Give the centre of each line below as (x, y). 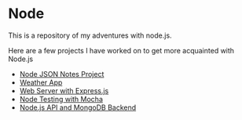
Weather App (41, 82)
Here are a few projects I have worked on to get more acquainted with (121, 50)
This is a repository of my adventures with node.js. (90, 35)
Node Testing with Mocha (61, 99)
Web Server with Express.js (64, 90)
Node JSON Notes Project (62, 74)
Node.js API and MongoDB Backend (78, 107)
